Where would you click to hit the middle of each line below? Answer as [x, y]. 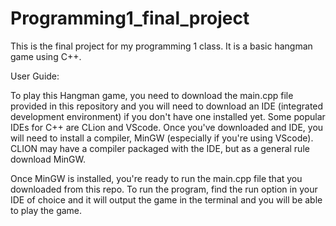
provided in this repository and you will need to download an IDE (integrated [167, 106]
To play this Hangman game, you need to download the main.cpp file [152, 95]
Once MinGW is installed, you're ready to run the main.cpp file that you [156, 178]
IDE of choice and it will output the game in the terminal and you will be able [166, 199]
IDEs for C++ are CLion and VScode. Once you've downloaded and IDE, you [167, 127]
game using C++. [46, 56]
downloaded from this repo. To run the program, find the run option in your [164, 189]
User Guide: [35, 76]
